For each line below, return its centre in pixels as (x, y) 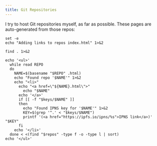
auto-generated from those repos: (40, 29)
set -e (12, 38)
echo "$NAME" (37, 91)
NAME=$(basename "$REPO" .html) (48, 73)
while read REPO (26, 65)
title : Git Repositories (31, 10)
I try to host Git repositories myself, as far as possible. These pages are (78, 24)
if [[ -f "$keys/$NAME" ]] (46, 99)
